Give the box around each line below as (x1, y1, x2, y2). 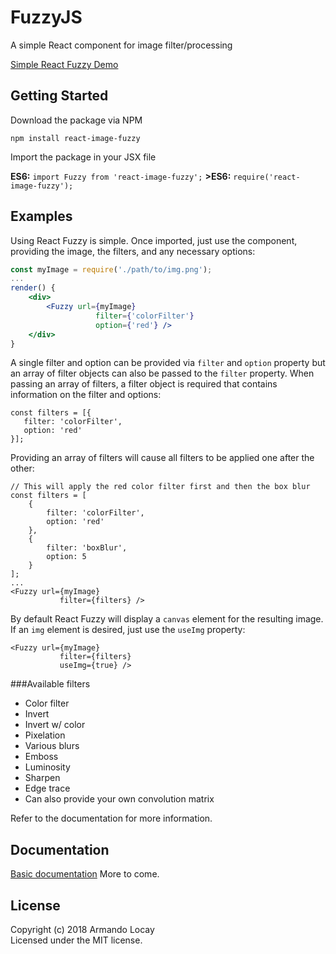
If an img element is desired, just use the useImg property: (10, 624, 246, 636)
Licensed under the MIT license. (10, 934, 143, 946)
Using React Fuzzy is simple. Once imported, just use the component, (10, 234, 298, 246)
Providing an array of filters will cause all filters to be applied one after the (10, 452, 315, 464)
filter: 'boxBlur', (46, 543, 128, 553)
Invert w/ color (24, 719, 86, 731)
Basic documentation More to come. (10, 868, 160, 880)
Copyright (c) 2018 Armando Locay (10, 924, 155, 936)
